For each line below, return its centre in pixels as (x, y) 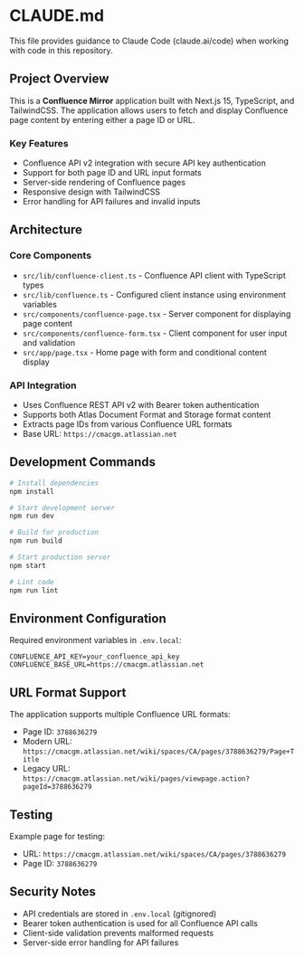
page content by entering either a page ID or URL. (102, 119)
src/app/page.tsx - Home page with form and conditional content (144, 352)
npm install (32, 491)
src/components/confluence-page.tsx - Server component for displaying (157, 314)
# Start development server (62, 507)
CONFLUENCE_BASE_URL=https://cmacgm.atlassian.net (107, 665)
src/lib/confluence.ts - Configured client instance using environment (154, 294)
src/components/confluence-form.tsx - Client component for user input (155, 333)
